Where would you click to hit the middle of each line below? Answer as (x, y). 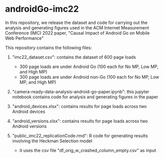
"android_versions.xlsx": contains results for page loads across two (80, 121)
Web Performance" (24, 38)
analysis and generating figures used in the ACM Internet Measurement (77, 27)
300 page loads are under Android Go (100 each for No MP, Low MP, (89, 67)
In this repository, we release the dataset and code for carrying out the (76, 23)
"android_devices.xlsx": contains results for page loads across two (79, 106)
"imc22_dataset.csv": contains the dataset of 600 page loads (74, 57)
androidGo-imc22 (42, 9)
